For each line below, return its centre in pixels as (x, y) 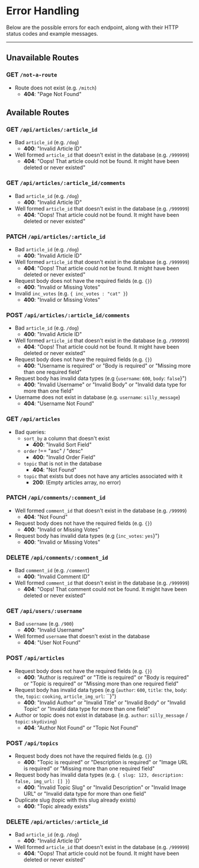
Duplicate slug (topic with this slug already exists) (75, 800)
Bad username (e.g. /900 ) (44, 624)
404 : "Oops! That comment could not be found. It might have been (105, 589)
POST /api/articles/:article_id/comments (68, 315)
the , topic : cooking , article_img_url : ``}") (65, 696)
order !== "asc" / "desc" (53, 451)
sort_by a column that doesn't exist (67, 438)
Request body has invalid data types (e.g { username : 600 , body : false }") (101, 378)
